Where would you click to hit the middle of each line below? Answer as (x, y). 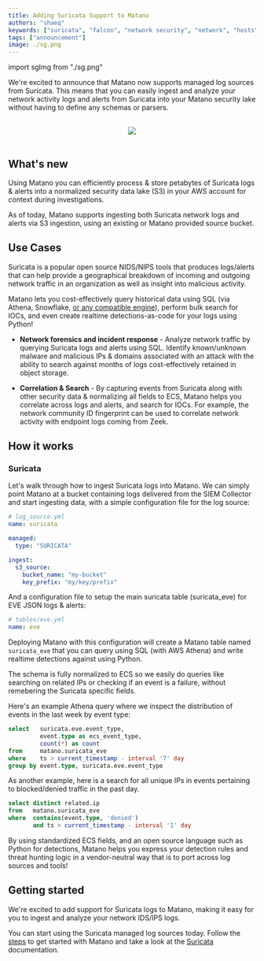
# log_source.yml (37, 517)
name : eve (24, 627)
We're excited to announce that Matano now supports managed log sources (131, 83)
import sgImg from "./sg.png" (56, 67)
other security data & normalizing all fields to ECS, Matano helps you (130, 396)
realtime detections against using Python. (75, 659)
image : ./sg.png (35, 45)
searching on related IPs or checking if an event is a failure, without (117, 683)
